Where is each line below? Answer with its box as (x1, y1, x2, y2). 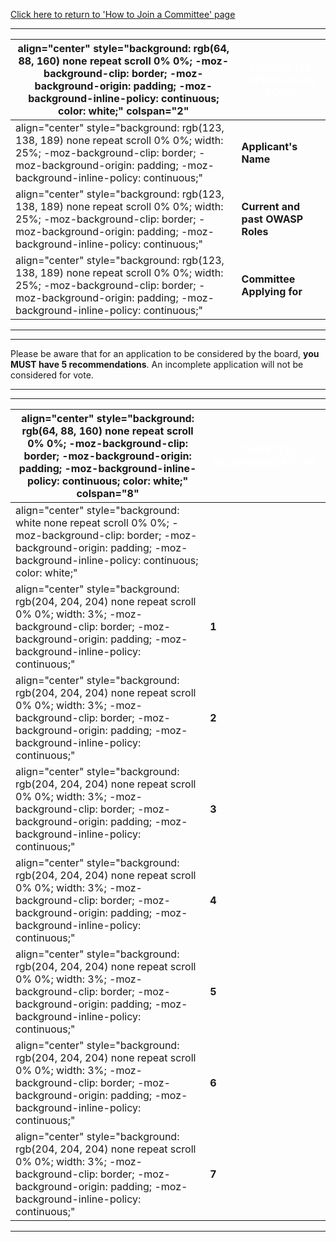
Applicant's (241, 140, 298, 153)
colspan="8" (76, 487, 140, 500)
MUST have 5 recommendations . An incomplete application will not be (10, 359, 304, 370)
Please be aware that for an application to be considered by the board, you (10, 348, 320, 359)
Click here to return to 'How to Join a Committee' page (10, 9, 236, 20)
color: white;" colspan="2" (58, 104, 190, 118)
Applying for (241, 285, 303, 298)
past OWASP (241, 212, 304, 226)
